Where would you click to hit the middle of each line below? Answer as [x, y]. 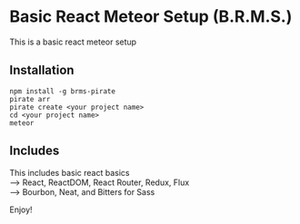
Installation [42, 70]
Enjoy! [21, 209]
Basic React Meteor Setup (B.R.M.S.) [151, 17]
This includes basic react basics [70, 172]
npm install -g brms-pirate [63, 91]
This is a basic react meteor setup [73, 42]
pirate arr [30, 99]
